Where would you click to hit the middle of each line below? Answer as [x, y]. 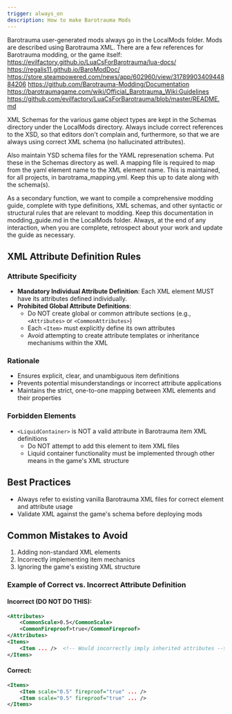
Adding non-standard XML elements [69, 552]
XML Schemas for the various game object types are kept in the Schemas [112, 119]
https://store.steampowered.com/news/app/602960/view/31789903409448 [116, 76]
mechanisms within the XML [68, 343]
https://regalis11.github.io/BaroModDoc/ [64, 69]
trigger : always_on [35, 14]
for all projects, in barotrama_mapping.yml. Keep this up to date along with [113, 177]
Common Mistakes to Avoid [68, 535]
